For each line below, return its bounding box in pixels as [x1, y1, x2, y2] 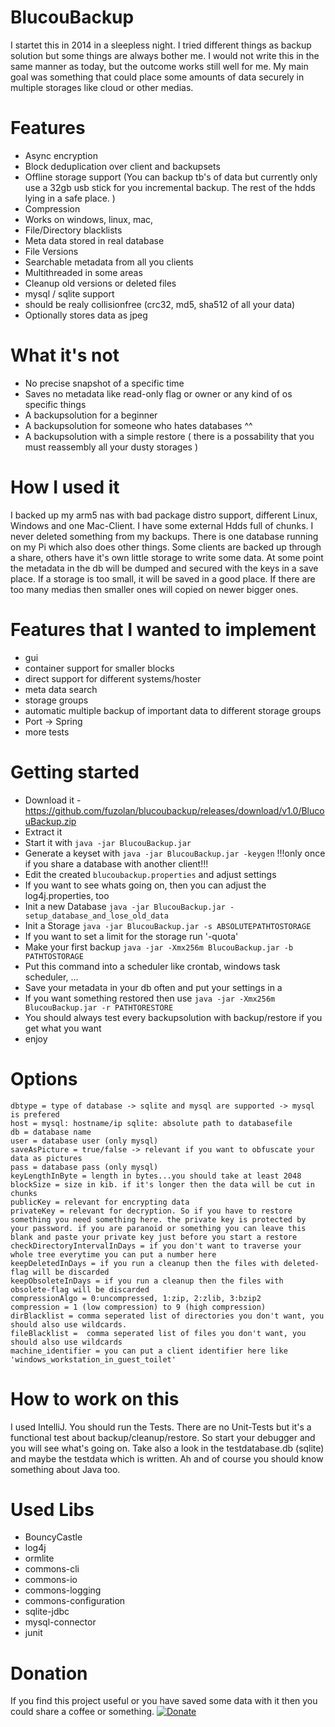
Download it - [24, 794, 82, 806]
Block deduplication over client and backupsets [24, 160, 221, 172]
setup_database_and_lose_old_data [24, 911, 169, 921]
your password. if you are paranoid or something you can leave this [10, 1223, 307, 1233]
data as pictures [10, 1153, 83, 1163]
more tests [24, 726, 70, 738]
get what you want [24, 1022, 102, 1034]
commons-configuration [24, 1595, 126, 1607]
